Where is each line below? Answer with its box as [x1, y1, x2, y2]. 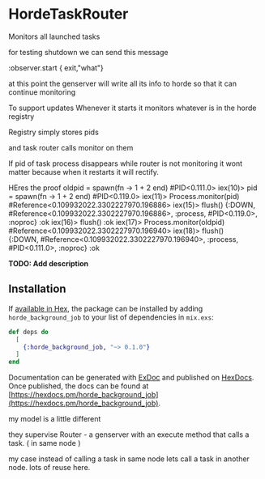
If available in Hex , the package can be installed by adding [8, 303, 203, 313]
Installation [8, 282, 66, 296]
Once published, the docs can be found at [8, 381, 149, 391]
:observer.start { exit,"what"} [8, 62, 104, 73]
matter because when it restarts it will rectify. [8, 167, 160, 176]
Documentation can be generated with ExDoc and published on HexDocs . [8, 373, 254, 383]
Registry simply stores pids [8, 127, 99, 137]
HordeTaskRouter [8, 5, 129, 23]
